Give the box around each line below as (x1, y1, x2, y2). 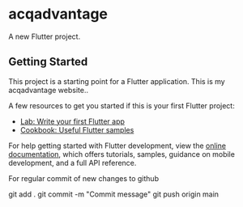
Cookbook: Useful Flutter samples (19, 125, 134, 134)
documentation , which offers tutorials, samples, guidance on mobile (8, 149, 235, 158)
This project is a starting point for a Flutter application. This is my (8, 76, 225, 86)
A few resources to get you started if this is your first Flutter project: (8, 100, 235, 110)
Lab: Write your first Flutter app (19, 116, 126, 126)
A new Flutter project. (8, 32, 81, 41)
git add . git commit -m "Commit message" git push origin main (8, 189, 220, 199)
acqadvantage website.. (8, 85, 89, 95)
